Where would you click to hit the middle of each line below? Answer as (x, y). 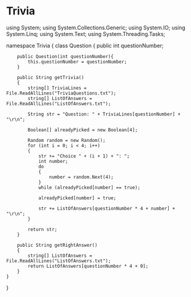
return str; (43, 229)
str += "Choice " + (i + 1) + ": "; (84, 156)
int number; (53, 161)
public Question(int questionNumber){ (65, 56)
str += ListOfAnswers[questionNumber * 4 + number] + (107, 208)
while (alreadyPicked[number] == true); (89, 187)
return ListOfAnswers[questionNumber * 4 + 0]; (88, 266)
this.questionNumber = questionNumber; (78, 62)
